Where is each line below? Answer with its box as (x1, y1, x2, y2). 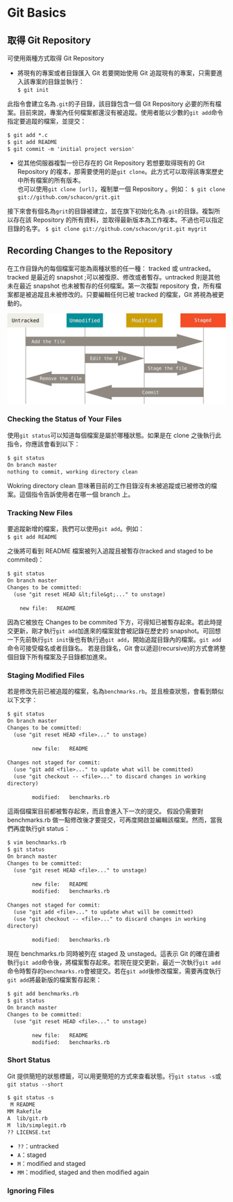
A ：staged (17, 1151, 47, 1159)
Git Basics (7, 5, 67, 21)
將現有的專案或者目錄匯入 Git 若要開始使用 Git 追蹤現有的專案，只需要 (17, 69, 217, 77)
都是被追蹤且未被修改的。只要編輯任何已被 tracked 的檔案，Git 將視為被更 (12, 290, 225, 298)
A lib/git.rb (7, 1114, 49, 1122)
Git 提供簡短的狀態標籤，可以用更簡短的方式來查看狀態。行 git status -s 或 (7, 1072, 222, 1080)
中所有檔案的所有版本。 (17, 176, 85, 184)
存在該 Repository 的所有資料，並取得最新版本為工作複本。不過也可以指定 (12, 216, 224, 224)
